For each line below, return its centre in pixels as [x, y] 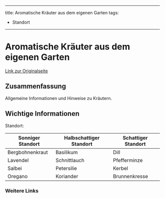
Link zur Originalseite [27, 71]
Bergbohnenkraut [28, 152]
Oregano [18, 176]
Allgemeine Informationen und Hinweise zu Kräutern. [58, 98]
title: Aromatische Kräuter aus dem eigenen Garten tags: [62, 13]
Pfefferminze [128, 160]
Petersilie [66, 168]
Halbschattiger [82, 137]
